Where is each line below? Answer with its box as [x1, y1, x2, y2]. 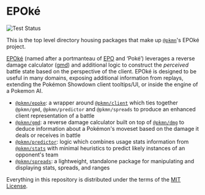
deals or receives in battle [15, 131, 81, 139]
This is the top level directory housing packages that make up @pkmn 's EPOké [6, 36, 199, 43]
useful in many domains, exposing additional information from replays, [6, 74, 184, 81]
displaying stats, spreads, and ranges [15, 164, 110, 171]
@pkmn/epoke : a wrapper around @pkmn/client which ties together [15, 99, 179, 106]
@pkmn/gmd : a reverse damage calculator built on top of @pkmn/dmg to [15, 118, 185, 126]
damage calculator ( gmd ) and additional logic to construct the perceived [6, 61, 189, 68]
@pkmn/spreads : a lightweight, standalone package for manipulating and [15, 157, 195, 164]
